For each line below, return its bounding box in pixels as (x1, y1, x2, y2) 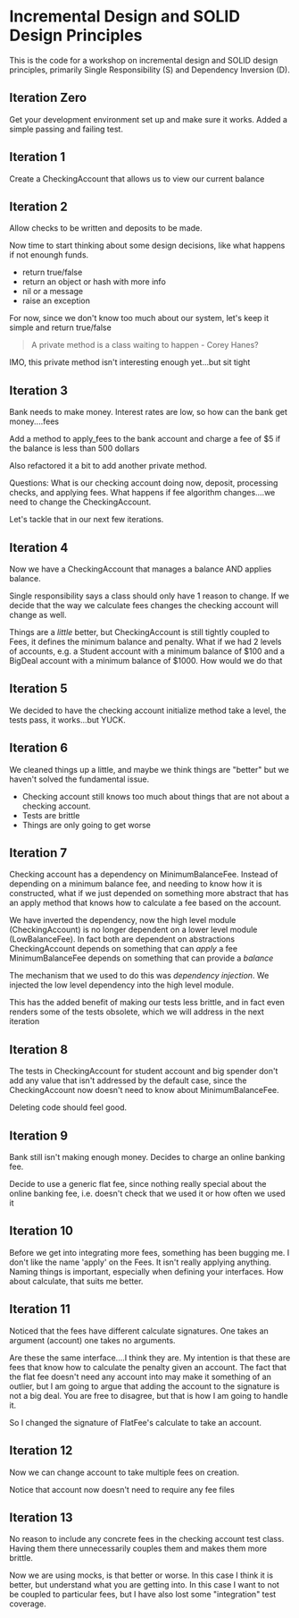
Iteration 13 (9, 1510, 73, 1525)
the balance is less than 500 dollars (9, 443, 140, 453)
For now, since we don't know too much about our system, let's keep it (9, 313, 270, 324)
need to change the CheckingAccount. (9, 496, 152, 507)
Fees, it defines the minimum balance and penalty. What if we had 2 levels (9, 637, 282, 647)
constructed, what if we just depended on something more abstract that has (9, 888, 289, 899)
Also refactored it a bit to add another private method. (9, 461, 207, 471)
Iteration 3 (9, 383, 69, 398)
